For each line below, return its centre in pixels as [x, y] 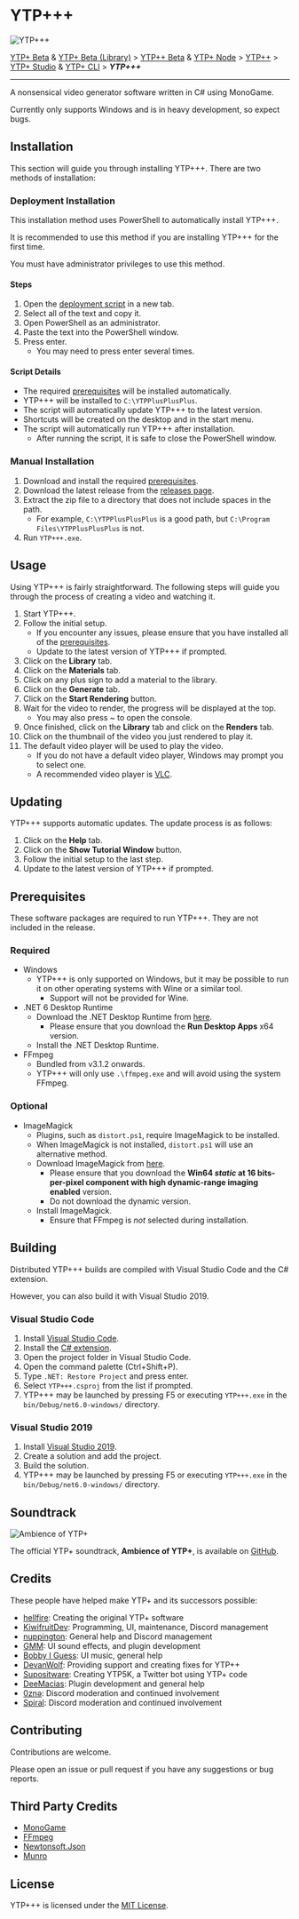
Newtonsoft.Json [54, 1847]
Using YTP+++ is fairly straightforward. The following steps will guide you [145, 586]
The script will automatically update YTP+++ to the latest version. [142, 410]
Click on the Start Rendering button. [90, 698]
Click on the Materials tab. [71, 670]
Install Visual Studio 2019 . [70, 1447]
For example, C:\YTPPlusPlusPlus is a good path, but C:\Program [153, 518]
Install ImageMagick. [74, 1210]
